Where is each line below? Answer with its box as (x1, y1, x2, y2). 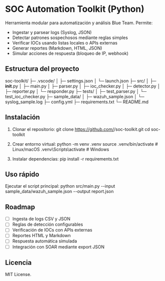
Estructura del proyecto (5, 65, 80, 73)
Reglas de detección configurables (12, 221, 83, 228)
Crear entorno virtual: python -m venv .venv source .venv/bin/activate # (12, 141, 158, 147)
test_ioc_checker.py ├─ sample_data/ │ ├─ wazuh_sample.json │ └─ (5, 93, 144, 99)
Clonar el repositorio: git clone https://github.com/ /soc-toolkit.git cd (12, 126, 150, 132)
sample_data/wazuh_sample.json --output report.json (5, 189, 114, 195)
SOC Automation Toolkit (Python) (5, 3, 144, 15)
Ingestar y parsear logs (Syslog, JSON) (12, 29, 92, 35)
